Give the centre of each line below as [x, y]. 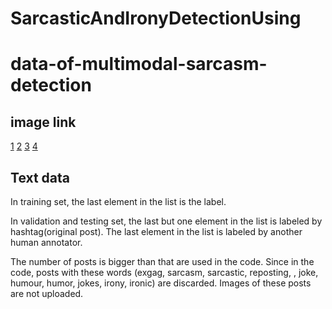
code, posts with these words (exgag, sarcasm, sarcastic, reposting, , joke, [164, 272]
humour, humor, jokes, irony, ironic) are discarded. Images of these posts [161, 283]
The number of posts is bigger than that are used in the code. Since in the [162, 261]
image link [43, 122]
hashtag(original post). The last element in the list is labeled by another [156, 231]
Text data [40, 177]
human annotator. [46, 242]
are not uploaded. [47, 293]
